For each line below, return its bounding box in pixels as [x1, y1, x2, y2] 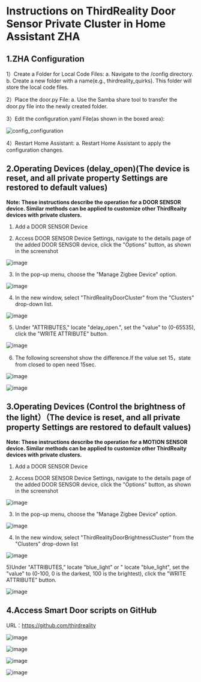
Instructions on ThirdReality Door [6, 4, 176, 18]
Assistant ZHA [6, 30, 80, 43]
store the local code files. [6, 84, 69, 91]
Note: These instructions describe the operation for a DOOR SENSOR [6, 198, 181, 206]
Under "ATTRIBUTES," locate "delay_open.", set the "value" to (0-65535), [14, 324, 196, 331]
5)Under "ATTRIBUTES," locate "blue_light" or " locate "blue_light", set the [6, 564, 190, 571]
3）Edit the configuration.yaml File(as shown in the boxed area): [6, 115, 165, 122]
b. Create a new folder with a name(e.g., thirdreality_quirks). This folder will [6, 77, 192, 84]
